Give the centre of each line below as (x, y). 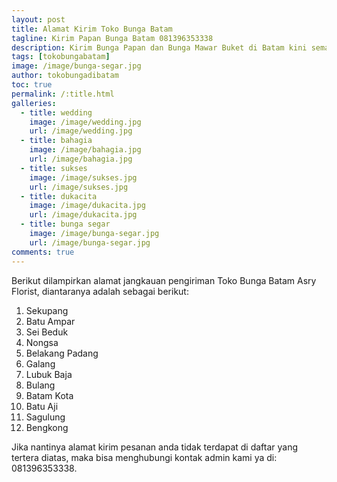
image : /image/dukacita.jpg (87, 206)
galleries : (34, 103)
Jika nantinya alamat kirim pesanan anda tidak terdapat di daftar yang (155, 447)
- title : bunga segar (65, 224)
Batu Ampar (50, 321)
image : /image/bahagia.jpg (85, 150)
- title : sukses (54, 168)
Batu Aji (42, 406)
